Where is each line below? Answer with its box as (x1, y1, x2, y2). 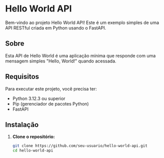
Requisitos (5, 72, 39, 81)
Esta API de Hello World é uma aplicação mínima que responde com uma (5, 52, 156, 58)
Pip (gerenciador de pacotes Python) (12, 100, 89, 106)
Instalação (5, 120, 39, 129)
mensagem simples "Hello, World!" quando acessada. (5, 58, 117, 64)
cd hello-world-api (12, 148, 54, 153)
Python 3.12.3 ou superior (12, 95, 66, 101)
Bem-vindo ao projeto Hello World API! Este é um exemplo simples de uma (5, 19, 159, 25)
